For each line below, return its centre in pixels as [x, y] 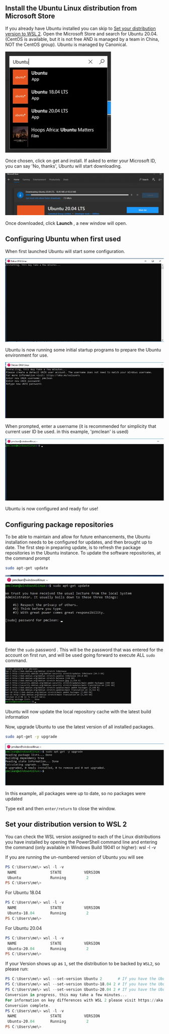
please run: [17, 969]
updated [14, 799]
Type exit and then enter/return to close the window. [61, 808]
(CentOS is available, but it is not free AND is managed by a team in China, [82, 39]
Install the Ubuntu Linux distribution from [71, 8]
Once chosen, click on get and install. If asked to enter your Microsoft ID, [81, 161]
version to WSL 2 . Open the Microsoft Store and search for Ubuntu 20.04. [81, 34]
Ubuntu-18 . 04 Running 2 [48, 913]
